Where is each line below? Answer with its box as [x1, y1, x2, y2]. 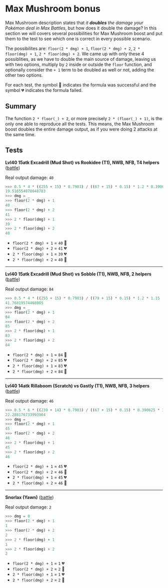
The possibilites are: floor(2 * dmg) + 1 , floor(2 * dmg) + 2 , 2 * [5, 45, 140, 51]
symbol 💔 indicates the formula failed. [5, 87, 83, 93]
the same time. [5, 131, 36, 137]
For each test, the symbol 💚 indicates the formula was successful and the [5, 81, 156, 88]
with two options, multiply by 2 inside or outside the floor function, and [5, 61, 152, 67]
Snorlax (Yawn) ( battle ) [5, 495, 54, 501]
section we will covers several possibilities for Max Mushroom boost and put [5, 30, 162, 36]
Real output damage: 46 [5, 398, 54, 404]
